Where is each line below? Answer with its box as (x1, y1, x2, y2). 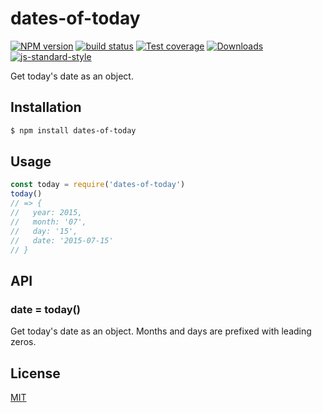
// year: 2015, (10, 208, 83, 218)
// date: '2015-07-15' (10, 235, 114, 246)
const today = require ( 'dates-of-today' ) (10, 180, 186, 190)
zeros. (10, 336, 37, 348)
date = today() (10, 302, 81, 316)
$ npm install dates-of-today (10, 125, 137, 136)
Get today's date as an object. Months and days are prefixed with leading (10, 325, 312, 337)
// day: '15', (10, 226, 78, 236)
